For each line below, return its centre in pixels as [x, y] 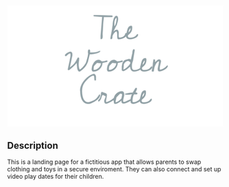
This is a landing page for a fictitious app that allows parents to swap [104, 162]
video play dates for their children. [56, 177]
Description [33, 145]
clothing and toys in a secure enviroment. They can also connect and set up [114, 169]
